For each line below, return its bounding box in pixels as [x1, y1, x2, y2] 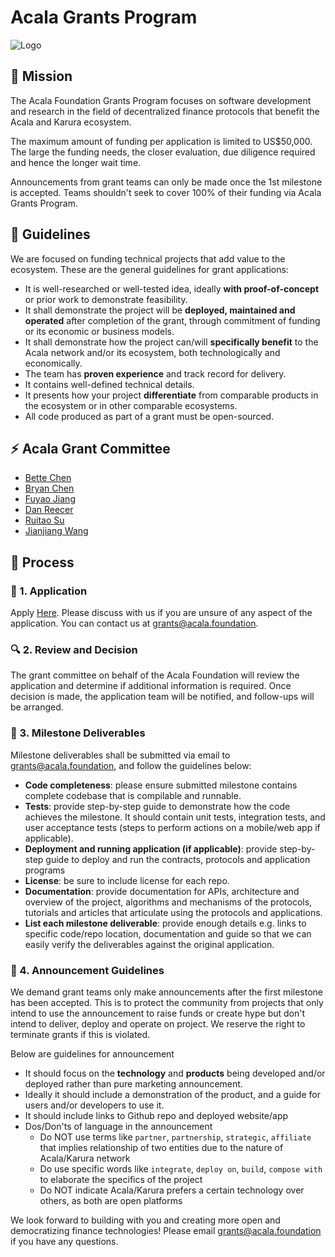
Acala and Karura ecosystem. [10, 116, 132, 128]
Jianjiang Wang [24, 525, 89, 537]
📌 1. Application [10, 584, 88, 598]
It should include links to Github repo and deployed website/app [24, 1109, 289, 1121]
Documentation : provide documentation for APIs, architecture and [24, 885, 300, 897]
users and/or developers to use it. [24, 1099, 165, 1111]
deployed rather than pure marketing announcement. [24, 1077, 243, 1090]
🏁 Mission [10, 68, 73, 85]
